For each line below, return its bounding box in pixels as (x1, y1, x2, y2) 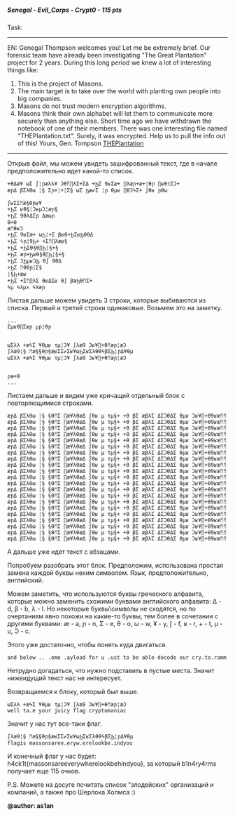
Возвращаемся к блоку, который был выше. (7, 687, 139, 696)
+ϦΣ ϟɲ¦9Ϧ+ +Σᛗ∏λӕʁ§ (7, 237, 68, 245)
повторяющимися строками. (7, 399, 94, 407)
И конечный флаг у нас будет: (7, 752, 97, 760)
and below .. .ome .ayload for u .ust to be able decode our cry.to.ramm (7, 653, 227, 661)
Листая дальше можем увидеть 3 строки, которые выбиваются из (7, 295, 206, 305)
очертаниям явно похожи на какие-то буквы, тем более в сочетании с (7, 611, 219, 620)
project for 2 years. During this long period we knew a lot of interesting (7, 58, 211, 67)
